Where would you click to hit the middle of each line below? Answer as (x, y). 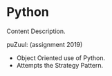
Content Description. (36, 31)
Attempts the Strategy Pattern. (60, 65)
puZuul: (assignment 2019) (45, 44)
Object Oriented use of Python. (61, 58)
